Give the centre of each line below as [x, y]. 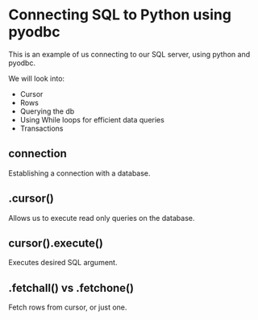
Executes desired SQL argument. [63, 263]
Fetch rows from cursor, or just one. [68, 307]
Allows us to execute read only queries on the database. [102, 218]
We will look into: [37, 78]
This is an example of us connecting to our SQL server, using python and [129, 54]
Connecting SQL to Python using [120, 15]
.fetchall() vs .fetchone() [71, 288]
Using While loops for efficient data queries [92, 119]
